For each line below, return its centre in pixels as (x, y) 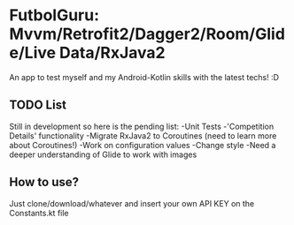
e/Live (32, 53)
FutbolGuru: (54, 15)
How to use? (44, 182)
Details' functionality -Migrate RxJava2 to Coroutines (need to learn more (143, 135)
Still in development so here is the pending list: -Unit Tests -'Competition (142, 126)
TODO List (38, 105)
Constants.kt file (39, 213)
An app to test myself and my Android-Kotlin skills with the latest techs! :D (144, 77)
